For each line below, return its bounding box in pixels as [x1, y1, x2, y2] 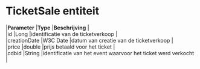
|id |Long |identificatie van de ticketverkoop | [5, 30, 118, 37]
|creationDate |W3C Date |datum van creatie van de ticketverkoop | [5, 37, 173, 44]
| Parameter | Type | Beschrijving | [5, 24, 89, 31]
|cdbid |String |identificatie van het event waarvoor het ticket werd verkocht [5, 49, 195, 56]
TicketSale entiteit [5, 4, 100, 18]
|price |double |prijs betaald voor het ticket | [5, 43, 115, 50]
